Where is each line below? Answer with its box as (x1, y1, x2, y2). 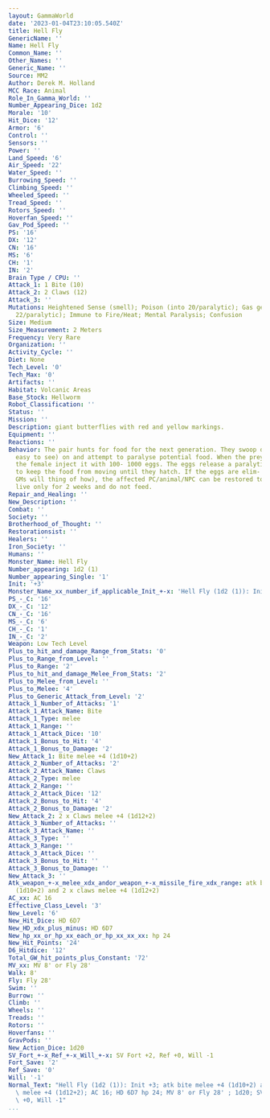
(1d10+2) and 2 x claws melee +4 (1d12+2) (15, 886, 160, 895)
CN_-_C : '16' (8, 610, 52, 618)
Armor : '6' (8, 124, 45, 132)
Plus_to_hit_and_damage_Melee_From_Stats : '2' (8, 669, 167, 678)
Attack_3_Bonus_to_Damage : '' (8, 864, 110, 873)
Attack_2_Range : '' (8, 782, 74, 790)
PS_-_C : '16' (8, 595, 52, 603)
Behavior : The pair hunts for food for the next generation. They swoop (8, 446, 257, 454)
